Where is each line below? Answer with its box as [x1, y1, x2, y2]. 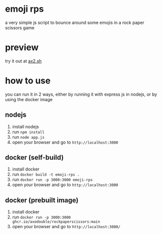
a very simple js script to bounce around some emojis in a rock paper [5, 20, 144, 25]
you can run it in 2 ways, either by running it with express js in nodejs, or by [5, 91, 158, 97]
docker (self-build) [5, 153, 64, 162]
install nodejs [12, 124, 39, 129]
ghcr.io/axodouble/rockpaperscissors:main [12, 219, 100, 224]
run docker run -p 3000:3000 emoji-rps [12, 177, 93, 183]
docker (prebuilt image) [5, 196, 79, 204]
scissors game [5, 24, 35, 30]
